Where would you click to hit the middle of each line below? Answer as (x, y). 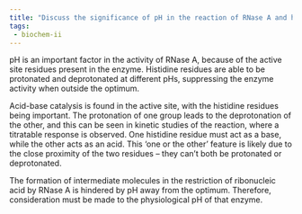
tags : (19, 26)
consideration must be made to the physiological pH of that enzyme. (136, 200)
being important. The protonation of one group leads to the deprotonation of (151, 116)
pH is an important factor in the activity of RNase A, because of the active (146, 60)
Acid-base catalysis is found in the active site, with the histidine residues (144, 106)
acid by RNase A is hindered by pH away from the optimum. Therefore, (140, 191)
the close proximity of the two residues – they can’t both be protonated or (146, 154)
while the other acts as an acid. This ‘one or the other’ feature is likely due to (151, 144)
